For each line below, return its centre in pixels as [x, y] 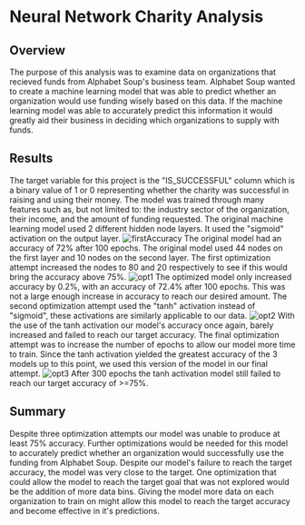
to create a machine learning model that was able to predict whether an [143, 91]
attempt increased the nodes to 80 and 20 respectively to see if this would [148, 267]
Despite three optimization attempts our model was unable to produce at [145, 433]
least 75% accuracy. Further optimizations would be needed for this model [149, 443]
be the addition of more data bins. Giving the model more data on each [142, 491]
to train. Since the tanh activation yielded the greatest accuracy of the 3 [144, 354]
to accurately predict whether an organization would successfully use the [147, 452]
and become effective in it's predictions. [85, 510]
